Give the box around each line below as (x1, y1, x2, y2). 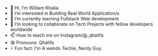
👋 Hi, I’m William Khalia (10, 5, 59, 11)
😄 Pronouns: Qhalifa (10, 40, 54, 45)
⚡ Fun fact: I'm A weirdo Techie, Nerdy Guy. (10, 45, 103, 51)
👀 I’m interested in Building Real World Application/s (10, 10, 120, 16)
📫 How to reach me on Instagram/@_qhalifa (10, 32, 104, 38)
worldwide (10, 26, 33, 33)
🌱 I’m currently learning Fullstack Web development (10, 16, 119, 21)
